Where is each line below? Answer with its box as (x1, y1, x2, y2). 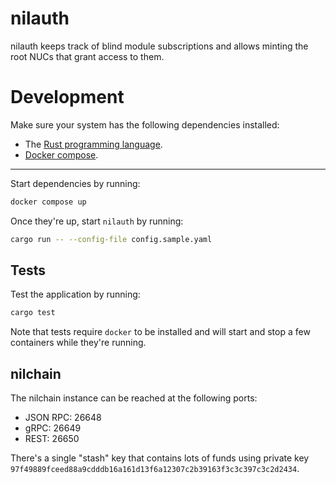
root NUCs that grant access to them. (10, 50, 165, 62)
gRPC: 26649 (24, 422, 82, 434)
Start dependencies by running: (10, 177, 141, 189)
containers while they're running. (10, 337, 147, 349)
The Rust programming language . (24, 138, 163, 150)
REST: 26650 (24, 433, 80, 445)
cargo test (10, 308, 56, 318)
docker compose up (10, 197, 87, 207)
